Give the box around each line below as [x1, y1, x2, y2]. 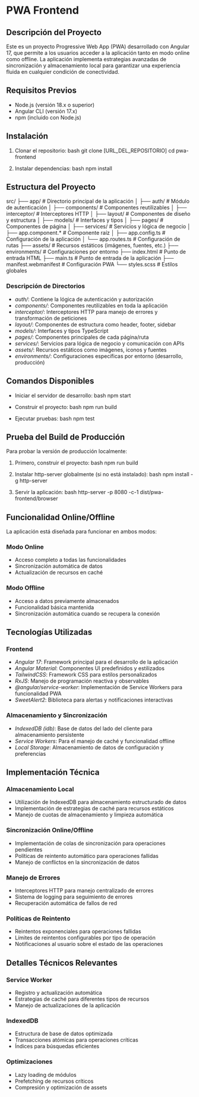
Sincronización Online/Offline [6, 826, 94, 834]
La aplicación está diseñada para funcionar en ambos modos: [6, 528, 157, 535]
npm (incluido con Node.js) [14, 114, 81, 121]
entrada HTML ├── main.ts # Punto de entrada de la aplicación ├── [6, 254, 174, 262]
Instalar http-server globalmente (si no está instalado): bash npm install [14, 471, 189, 478]
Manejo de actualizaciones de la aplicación [14, 1002, 121, 1009]
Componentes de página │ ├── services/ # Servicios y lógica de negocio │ [6, 223, 191, 230]
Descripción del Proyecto [6, 27, 102, 37]
